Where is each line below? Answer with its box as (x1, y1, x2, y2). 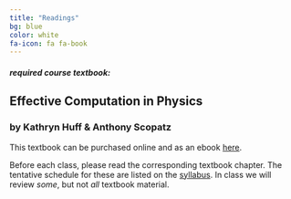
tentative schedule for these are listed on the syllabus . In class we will (9, 169, 272, 180)
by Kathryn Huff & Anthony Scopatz (9, 120, 171, 133)
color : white (9, 30, 59, 39)
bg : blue (9, 22, 43, 31)
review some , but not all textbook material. (9, 179, 171, 190)
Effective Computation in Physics (9, 93, 203, 110)
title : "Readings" (9, 13, 79, 23)
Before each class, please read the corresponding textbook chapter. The (9, 159, 283, 170)
